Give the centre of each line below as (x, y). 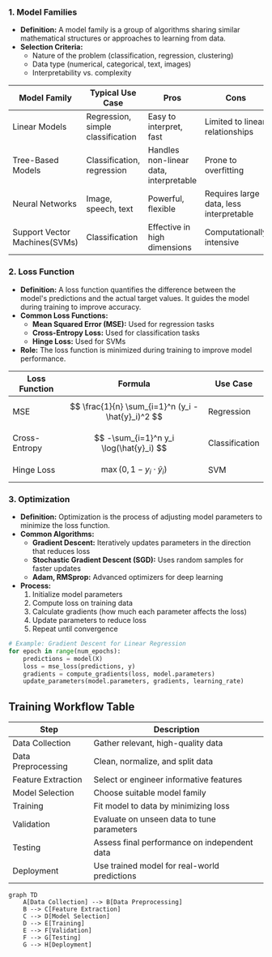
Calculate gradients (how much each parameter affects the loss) (139, 612)
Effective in (169, 227)
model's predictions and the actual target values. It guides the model (134, 298)
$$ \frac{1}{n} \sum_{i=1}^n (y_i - (134, 406)
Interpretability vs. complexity (82, 73)
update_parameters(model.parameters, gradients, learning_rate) (134, 681)
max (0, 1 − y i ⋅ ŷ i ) (134, 470)
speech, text (110, 209)
